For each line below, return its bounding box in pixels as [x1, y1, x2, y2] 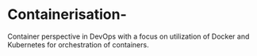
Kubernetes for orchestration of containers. [7, 39, 149, 49]
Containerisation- [7, 6, 128, 24]
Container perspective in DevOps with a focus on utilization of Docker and [7, 32, 250, 41]
